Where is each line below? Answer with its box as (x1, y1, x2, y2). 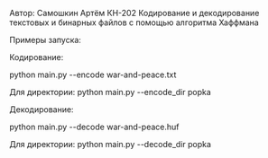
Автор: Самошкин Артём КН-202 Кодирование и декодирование (9, 8, 260, 18)
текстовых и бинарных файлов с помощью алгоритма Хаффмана (9, 17, 259, 28)
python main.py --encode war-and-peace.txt (9, 69, 177, 80)
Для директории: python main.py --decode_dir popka (9, 139, 212, 149)
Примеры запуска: (9, 35, 81, 45)
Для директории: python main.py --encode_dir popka (9, 87, 212, 97)
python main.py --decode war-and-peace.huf (9, 121, 180, 132)
